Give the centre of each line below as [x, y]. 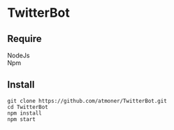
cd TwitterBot [28, 107]
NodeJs [19, 55]
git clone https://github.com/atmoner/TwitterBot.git [87, 101]
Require [24, 39]
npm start [22, 119]
